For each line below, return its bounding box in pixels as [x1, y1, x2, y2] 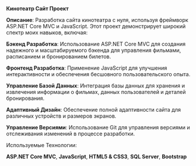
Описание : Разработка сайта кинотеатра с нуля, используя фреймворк [6, 17, 189, 23]
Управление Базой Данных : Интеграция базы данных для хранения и [6, 82, 185, 89]
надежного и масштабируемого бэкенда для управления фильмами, [6, 47, 181, 54]
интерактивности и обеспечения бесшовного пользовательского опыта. [6, 71, 191, 77]
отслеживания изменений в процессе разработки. [6, 130, 135, 137]
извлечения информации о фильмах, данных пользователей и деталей [6, 89, 186, 95]
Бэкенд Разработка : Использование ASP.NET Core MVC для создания [6, 41, 186, 47]
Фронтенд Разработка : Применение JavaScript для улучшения [6, 64, 167, 71]
